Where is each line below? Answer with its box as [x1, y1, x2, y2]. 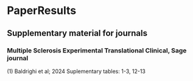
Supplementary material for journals [7, 28, 148, 38]
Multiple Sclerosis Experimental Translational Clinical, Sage [7, 46, 187, 55]
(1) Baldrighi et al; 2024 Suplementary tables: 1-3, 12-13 [7, 68, 146, 75]
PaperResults [7, 4, 77, 18]
